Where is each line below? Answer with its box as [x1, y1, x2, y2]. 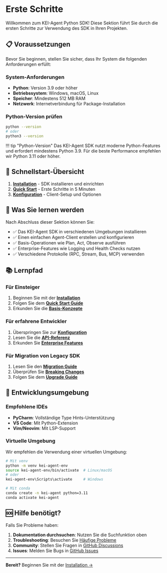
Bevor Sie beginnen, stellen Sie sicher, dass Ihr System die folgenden [5, 56, 147, 62]
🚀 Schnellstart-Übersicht [5, 167, 85, 176]
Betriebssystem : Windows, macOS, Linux [12, 90, 99, 96]
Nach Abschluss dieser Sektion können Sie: [5, 219, 95, 225]
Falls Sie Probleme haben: [5, 522, 59, 528]
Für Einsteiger [5, 283, 40, 290]
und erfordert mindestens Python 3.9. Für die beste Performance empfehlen [5, 148, 161, 154]
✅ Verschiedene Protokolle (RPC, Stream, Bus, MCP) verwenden [12, 251, 145, 257]
